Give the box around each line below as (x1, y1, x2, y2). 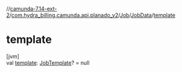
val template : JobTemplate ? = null (6, 59, 90, 66)
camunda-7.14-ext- (10, 5, 57, 12)
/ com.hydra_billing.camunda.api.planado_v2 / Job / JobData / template (9, 11, 176, 19)
